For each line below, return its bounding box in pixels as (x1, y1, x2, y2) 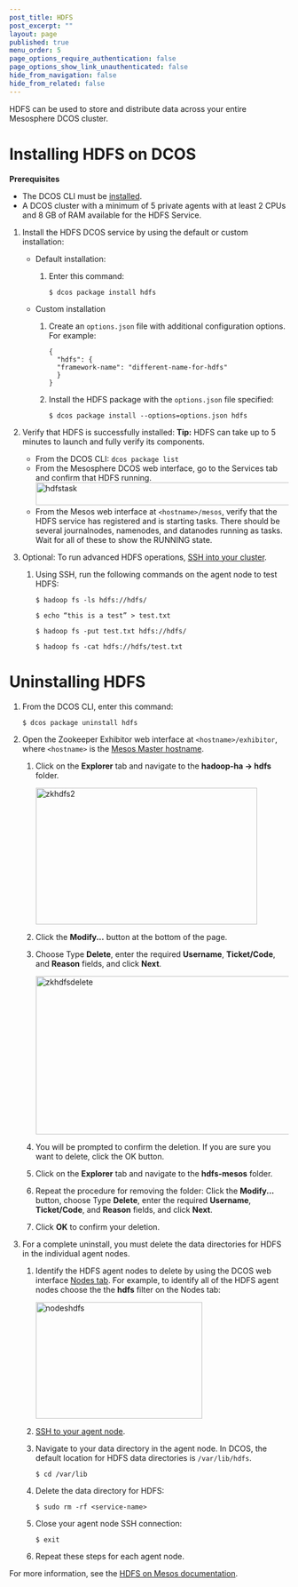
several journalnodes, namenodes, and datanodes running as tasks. (35, 525, 284, 536)
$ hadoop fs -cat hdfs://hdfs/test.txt (35, 642, 184, 651)
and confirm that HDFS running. (35, 472, 153, 482)
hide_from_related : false (9, 79, 105, 88)
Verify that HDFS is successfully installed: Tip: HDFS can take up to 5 (21, 427, 277, 437)
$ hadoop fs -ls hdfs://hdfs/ (35, 595, 148, 604)
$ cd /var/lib (35, 1470, 88, 1479)
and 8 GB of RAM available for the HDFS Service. (21, 210, 202, 220)
